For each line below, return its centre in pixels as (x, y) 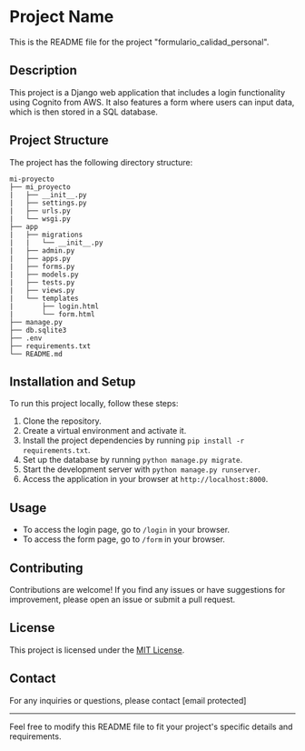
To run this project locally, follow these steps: (94, 404)
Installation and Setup (73, 381)
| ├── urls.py (40, 211)
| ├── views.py (42, 290)
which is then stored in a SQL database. (84, 112)
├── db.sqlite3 (38, 330)
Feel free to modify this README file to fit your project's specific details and (151, 726)
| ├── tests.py (42, 282)
